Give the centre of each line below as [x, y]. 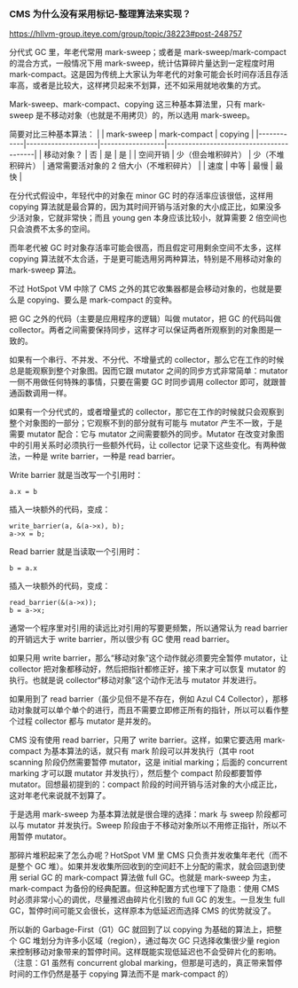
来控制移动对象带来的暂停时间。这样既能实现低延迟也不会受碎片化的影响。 [145, 952]
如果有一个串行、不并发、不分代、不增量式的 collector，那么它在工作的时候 [147, 360]
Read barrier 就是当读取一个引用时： [76, 552]
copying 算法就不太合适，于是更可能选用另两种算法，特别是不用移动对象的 [145, 259]
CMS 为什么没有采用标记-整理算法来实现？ [100, 13]
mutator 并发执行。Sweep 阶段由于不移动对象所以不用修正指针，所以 [153, 826]
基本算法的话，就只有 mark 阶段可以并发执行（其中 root [153, 751]
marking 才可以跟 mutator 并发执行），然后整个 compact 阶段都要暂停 [136, 773]
